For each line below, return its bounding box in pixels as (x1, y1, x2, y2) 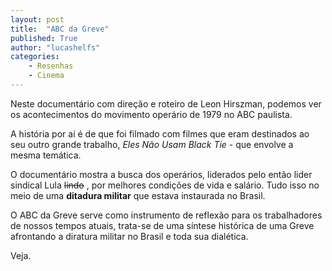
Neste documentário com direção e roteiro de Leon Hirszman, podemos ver (10, 97, 322, 110)
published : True (10, 33, 78, 43)
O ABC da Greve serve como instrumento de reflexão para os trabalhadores (10, 209, 323, 221)
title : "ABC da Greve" (10, 24, 110, 34)
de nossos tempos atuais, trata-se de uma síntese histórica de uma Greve (10, 219, 315, 231)
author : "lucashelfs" (10, 42, 101, 53)
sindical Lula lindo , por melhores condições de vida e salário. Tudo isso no (10, 179, 320, 191)
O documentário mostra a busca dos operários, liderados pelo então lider (10, 168, 313, 180)
